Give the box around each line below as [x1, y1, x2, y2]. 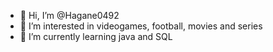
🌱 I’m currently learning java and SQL [19, 31, 173, 42]
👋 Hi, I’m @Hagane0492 [19, 10, 120, 21]
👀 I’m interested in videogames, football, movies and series [19, 20, 263, 32]
